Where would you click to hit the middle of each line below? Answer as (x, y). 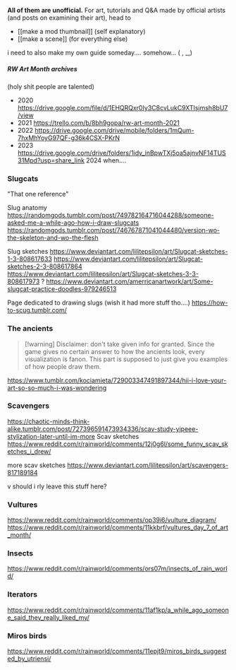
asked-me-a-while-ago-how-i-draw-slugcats (73, 223)
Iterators (23, 594)
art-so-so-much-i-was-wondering (57, 387)
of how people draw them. (63, 366)
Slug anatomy (27, 208)
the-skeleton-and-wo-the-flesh (53, 238)
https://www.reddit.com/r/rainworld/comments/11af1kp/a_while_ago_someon (118, 610)
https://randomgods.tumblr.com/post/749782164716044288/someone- (111, 216)
